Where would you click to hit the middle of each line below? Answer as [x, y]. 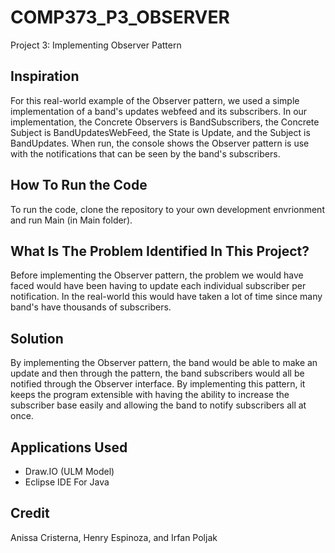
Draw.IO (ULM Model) [69, 471]
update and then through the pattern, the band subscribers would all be [157, 373]
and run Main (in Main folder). [71, 220]
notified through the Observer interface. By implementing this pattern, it [158, 384]
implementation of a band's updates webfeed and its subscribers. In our [159, 111]
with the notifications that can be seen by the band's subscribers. [145, 153]
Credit [30, 513]
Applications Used [69, 447]
